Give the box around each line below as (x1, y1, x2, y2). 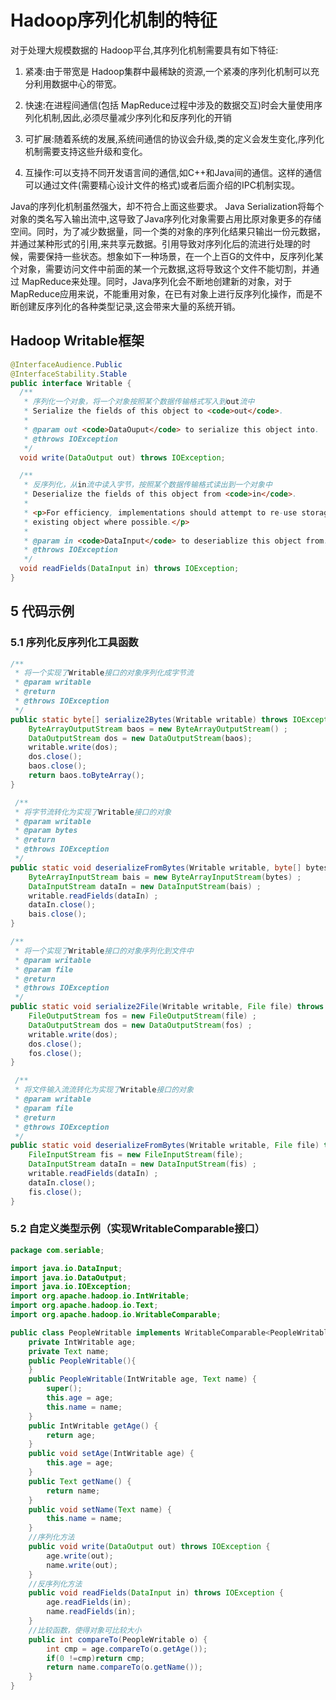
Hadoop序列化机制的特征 (10, 9, 218, 32)
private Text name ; (28, 1346, 110, 1356)
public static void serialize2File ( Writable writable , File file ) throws (10, 1002, 325, 1012)
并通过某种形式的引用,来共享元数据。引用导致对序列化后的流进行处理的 (10, 237, 303, 250)
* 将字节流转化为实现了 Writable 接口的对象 (14, 807, 172, 817)
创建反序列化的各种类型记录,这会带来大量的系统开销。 (18, 300, 242, 312)
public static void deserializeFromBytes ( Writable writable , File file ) (10, 1141, 320, 1151)
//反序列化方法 (28, 1579, 83, 1589)
